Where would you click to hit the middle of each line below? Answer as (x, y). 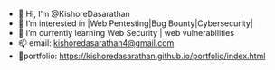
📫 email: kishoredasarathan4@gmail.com (96, 43)
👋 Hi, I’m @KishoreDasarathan (74, 14)
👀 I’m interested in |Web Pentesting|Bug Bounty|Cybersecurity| (135, 23)
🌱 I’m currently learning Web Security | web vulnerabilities (126, 33)
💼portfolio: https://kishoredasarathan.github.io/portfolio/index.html (142, 56)
